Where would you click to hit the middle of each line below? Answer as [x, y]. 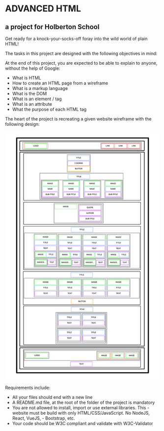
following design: [23, 124]
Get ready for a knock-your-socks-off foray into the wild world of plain [76, 39]
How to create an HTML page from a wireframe [60, 83]
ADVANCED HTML [43, 9]
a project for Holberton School [52, 27]
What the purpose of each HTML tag [49, 109]
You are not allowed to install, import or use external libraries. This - [81, 408]
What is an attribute [32, 104]
